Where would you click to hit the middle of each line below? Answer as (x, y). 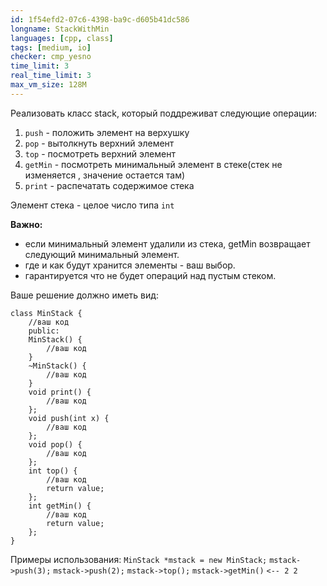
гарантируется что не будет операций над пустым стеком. (150, 275)
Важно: (26, 224)
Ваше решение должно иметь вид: (84, 295)
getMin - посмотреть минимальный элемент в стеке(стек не (153, 164)
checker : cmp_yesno (51, 57)
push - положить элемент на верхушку (107, 132)
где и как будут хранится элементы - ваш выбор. (130, 265)
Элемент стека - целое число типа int (92, 205)
